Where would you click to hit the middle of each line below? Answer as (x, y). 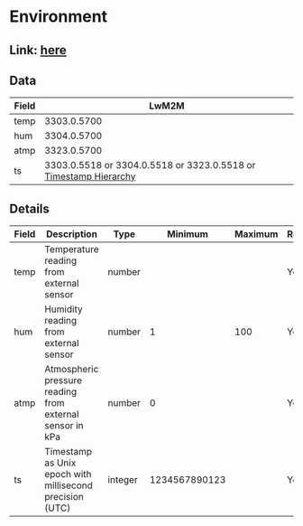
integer (123, 480)
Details (29, 208)
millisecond (69, 485)
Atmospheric (72, 370)
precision (64, 497)
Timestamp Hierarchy (90, 176)
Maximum (256, 234)
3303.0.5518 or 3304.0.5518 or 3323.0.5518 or (150, 165)
